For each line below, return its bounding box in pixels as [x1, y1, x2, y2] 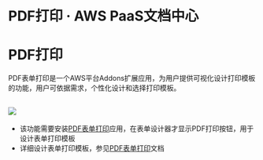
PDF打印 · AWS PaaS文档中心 [8, 7, 199, 25]
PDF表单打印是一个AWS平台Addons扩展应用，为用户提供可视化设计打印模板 [8, 74, 256, 83]
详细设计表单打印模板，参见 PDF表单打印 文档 [19, 143, 165, 153]
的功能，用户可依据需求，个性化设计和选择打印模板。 [8, 83, 181, 93]
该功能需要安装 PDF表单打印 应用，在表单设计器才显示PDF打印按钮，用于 [19, 123, 254, 133]
